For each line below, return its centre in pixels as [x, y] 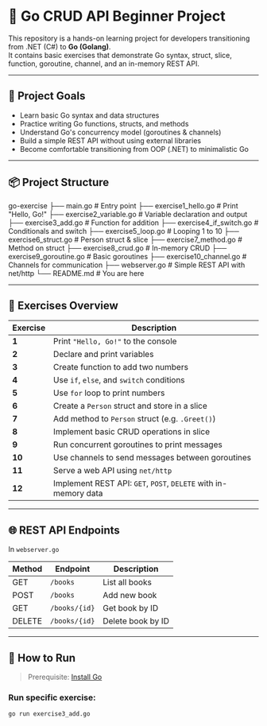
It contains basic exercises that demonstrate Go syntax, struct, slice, [120, 55]
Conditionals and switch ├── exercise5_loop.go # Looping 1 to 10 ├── [124, 231]
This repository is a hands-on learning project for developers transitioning [129, 38]
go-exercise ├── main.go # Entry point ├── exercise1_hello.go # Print [123, 205]
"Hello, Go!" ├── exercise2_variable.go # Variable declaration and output [128, 214]
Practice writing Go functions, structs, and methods [104, 123]
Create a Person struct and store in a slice [130, 406]
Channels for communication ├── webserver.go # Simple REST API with [127, 265]
